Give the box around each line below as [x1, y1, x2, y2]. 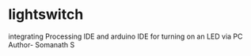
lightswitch [8, 6, 84, 24]
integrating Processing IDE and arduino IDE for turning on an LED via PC [8, 32, 243, 41]
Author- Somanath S [8, 39, 75, 49]
